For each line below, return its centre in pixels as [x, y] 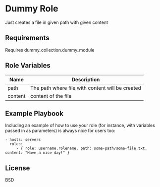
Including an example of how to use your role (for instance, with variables [80, 125]
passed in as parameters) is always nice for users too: [60, 131]
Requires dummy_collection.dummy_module [50, 50]
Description [86, 79]
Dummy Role [32, 9]
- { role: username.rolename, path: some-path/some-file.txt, [82, 149]
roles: [16, 144]
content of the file [51, 96]
